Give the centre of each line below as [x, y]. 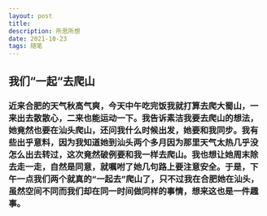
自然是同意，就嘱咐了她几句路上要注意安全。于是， [150, 167]
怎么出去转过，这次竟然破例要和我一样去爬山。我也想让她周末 [129, 155]
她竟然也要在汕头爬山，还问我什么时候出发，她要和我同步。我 [129, 131]
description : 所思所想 [44, 31]
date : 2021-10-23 [38, 39]
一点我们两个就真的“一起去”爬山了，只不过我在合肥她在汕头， [138, 179]
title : [20, 24]
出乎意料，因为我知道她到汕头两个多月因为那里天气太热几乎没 [138, 143]
